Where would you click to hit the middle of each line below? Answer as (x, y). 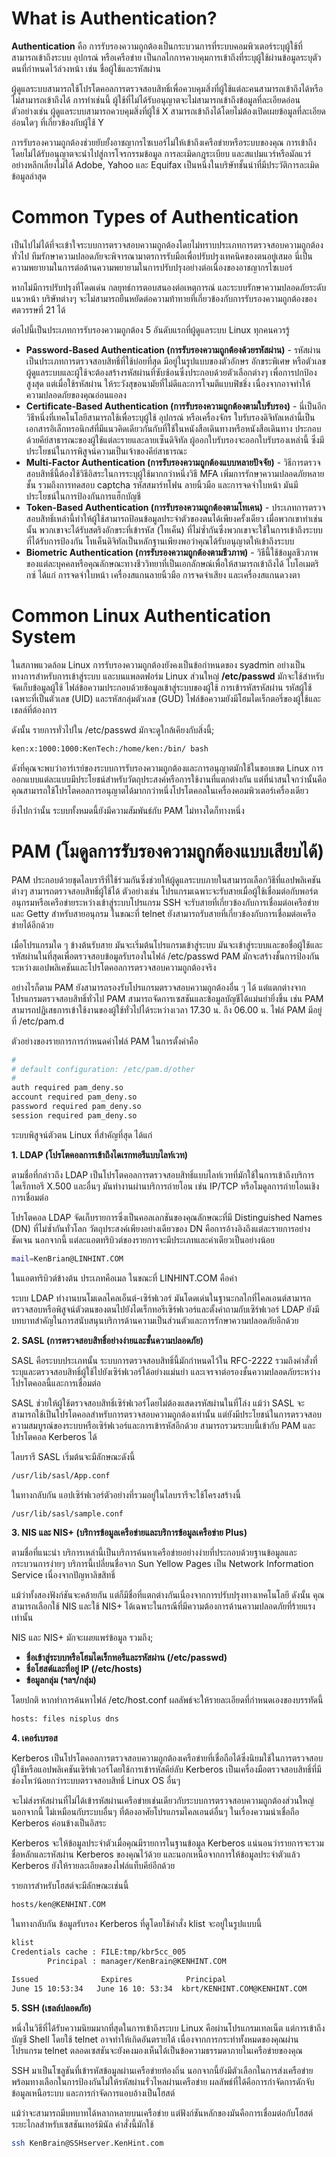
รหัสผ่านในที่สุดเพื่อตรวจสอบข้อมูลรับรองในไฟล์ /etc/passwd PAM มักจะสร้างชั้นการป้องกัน (165, 956)
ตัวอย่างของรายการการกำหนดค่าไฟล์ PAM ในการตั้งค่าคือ (105, 1041)
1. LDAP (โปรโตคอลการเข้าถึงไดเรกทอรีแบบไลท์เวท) (100, 1154)
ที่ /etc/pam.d (38, 1021)
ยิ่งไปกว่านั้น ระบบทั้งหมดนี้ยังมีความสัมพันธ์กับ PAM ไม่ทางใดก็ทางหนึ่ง (128, 810)
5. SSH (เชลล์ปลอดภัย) (52, 2008)
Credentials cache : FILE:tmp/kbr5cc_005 (99, 1952)
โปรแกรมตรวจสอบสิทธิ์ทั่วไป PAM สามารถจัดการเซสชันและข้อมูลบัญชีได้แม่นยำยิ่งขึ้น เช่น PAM (167, 998)
